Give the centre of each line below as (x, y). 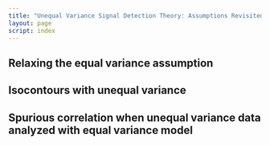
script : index (32, 30)
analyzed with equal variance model (100, 130)
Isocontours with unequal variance (97, 90)
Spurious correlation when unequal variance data (135, 117)
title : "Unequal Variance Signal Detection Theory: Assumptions (118, 16)
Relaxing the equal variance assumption (111, 63)
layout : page (30, 23)
